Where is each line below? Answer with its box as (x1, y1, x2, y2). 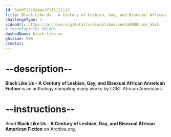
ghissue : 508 (5, 36, 33, 42)
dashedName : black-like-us (5, 31, 63, 36)
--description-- (5, 63, 73, 74)
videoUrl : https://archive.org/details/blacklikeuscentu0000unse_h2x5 (5, 22, 159, 27)
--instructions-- (5, 103, 75, 115)
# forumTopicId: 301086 (5, 27, 56, 32)
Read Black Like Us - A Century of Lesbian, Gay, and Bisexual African (5, 120, 155, 126)
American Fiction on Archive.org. (5, 126, 76, 132)
